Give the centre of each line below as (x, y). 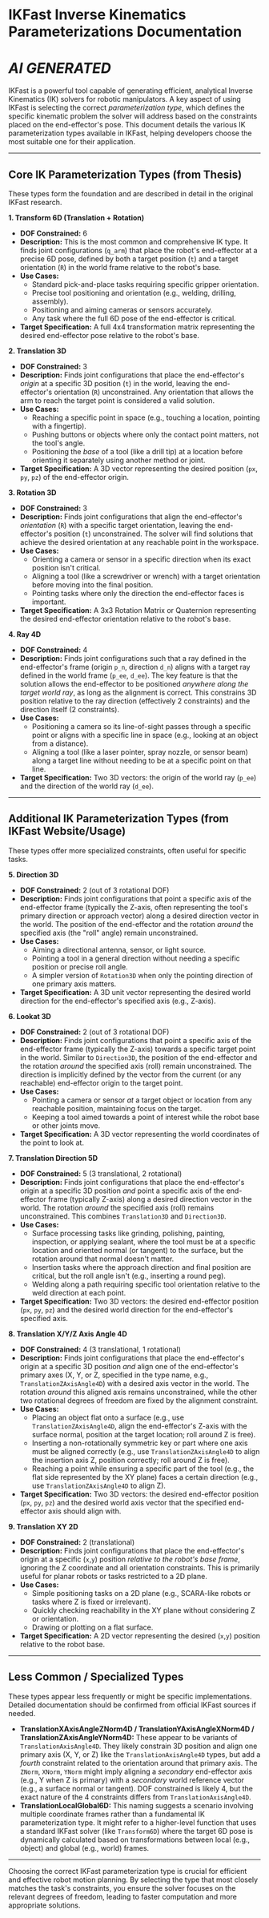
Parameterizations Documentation (125, 32)
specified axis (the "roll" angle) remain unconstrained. (109, 933)
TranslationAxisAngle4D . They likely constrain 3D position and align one (139, 1746)
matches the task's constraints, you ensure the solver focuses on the (122, 1888)
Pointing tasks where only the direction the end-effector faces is (138, 593)
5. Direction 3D (34, 874)
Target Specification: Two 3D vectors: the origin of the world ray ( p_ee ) (138, 777)
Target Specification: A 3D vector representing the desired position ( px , (139, 468)
